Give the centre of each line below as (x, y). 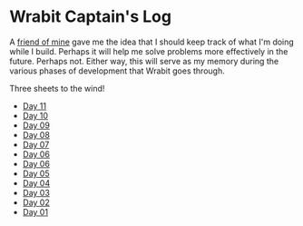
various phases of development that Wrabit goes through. (117, 71)
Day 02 (36, 202)
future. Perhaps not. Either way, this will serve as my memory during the (144, 61)
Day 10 (35, 115)
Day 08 (36, 134)
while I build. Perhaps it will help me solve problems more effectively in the (149, 51)
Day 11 (34, 105)
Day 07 (36, 144)
